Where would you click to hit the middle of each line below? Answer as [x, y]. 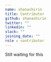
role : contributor [25, 41]
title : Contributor [25, 14]
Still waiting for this [24, 54]
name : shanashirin [24, 9]
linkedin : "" [18, 27]
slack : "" [15, 32]
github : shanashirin [26, 18]
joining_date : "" [23, 37]
